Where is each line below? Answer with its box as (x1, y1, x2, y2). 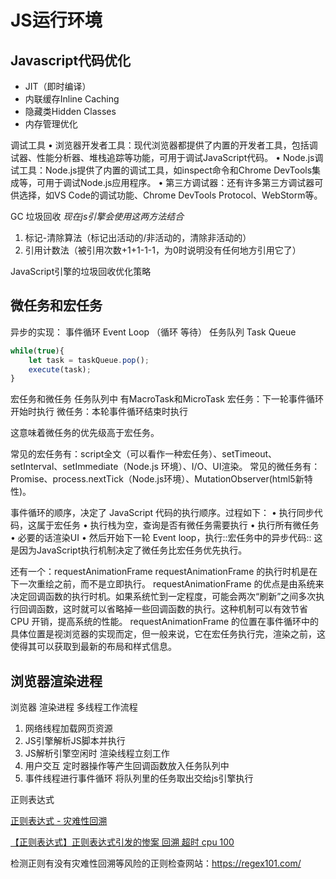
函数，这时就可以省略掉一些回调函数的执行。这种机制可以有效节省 (36, 603, 308, 615)
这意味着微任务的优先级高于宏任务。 (10, 427, 160, 439)
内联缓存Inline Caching (24, 93, 120, 105)
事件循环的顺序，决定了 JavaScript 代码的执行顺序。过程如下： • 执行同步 (10, 507, 315, 519)
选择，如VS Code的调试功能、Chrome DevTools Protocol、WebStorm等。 (18, 189, 323, 201)
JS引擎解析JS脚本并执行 (24, 735, 126, 747)
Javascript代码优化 (10, 52, 132, 69)
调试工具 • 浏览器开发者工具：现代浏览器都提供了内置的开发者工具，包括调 (10, 139, 318, 151)
